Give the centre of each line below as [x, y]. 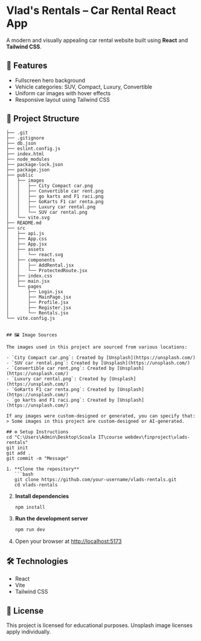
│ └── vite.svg [28, 218]
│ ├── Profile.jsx [37, 302]
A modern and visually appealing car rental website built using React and [97, 40]
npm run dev [30, 530]
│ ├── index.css [29, 276]
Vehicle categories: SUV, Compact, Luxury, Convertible [84, 87]
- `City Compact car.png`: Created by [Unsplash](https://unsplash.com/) [101, 357]
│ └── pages [24, 286]
